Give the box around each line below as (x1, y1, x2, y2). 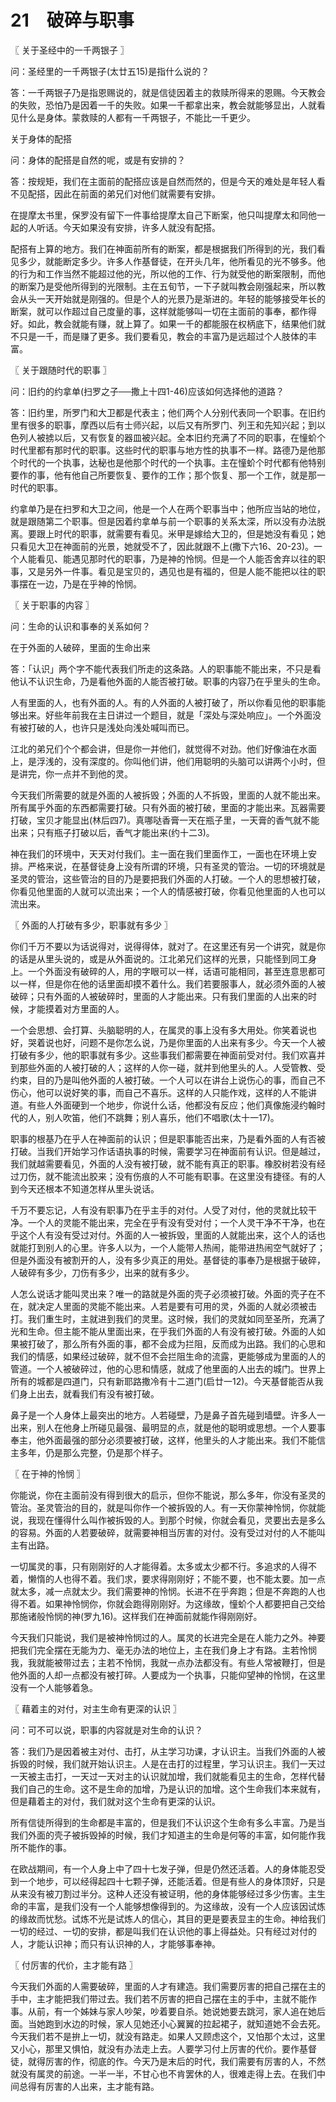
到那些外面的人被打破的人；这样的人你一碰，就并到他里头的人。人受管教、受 (10, 1061, 326, 1073)
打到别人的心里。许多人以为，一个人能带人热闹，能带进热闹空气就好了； (27, 1241, 326, 1253)
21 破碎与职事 (10, 9, 135, 32)
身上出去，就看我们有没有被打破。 (18, 1387, 160, 1400)
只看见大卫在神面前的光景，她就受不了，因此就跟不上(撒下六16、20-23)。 (10, 540, 315, 552)
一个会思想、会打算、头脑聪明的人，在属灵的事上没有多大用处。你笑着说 (10, 1024, 308, 1036)
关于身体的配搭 (10, 132, 72, 145)
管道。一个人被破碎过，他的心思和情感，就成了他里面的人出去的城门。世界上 (10, 1362, 326, 1375)
